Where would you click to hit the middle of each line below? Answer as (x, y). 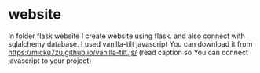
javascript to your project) (50, 61)
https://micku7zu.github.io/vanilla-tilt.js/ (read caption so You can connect (128, 52)
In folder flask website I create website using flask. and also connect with (127, 36)
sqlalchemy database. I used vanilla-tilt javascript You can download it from (130, 43)
